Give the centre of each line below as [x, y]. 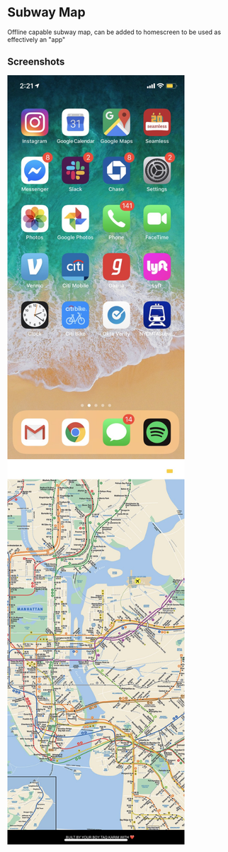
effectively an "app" [36, 39]
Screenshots [36, 62]
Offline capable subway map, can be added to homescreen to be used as [114, 32]
